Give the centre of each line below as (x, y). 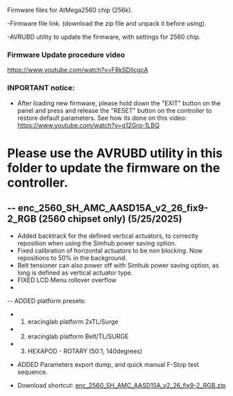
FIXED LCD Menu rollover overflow (67, 279)
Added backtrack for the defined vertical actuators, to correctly (108, 236)
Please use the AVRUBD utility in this (115, 153)
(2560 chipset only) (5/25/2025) (110, 219)
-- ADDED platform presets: (47, 300)
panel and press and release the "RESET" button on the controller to (114, 110)
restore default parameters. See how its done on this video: (102, 118)
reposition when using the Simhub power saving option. (97, 243)
